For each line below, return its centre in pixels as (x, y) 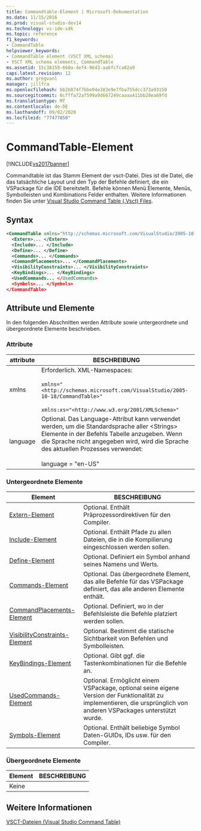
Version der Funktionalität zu (124, 695)
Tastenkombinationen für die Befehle (135, 663)
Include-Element (33, 540)
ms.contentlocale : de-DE (37, 106)
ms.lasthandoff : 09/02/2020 (41, 112)
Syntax (20, 220)
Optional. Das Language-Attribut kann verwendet (111, 418)
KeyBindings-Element (40, 663)
